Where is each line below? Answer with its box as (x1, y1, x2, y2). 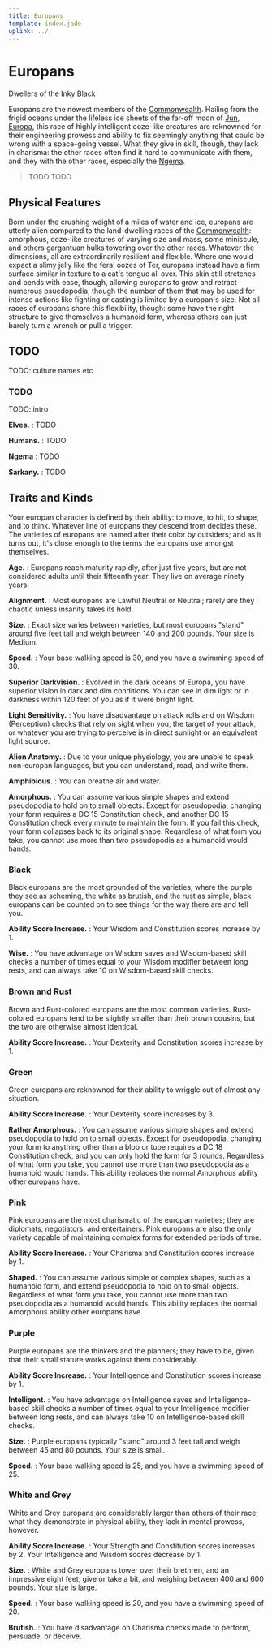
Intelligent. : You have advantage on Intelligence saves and (8, 1394, 207, 1405)
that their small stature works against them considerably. (8, 1354, 198, 1364)
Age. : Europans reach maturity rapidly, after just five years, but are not (8, 563, 247, 572)
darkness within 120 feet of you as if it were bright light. (8, 695, 195, 705)
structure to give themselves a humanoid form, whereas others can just (8, 312, 248, 322)
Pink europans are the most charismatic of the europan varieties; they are (8, 1215, 255, 1225)
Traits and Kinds (8, 490, 93, 504)
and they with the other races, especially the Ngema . (8, 156, 185, 166)
